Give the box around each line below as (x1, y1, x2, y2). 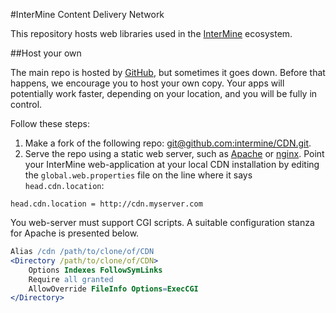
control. (10, 99, 43, 110)
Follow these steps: (10, 118, 90, 129)
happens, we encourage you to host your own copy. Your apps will (10, 77, 285, 89)
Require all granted (28, 274, 114, 284)
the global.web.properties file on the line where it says (24, 169, 253, 181)
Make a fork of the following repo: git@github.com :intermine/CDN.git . (24, 137, 312, 149)
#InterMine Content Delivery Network (10, 9, 165, 20)
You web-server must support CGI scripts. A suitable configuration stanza (10, 217, 315, 228)
